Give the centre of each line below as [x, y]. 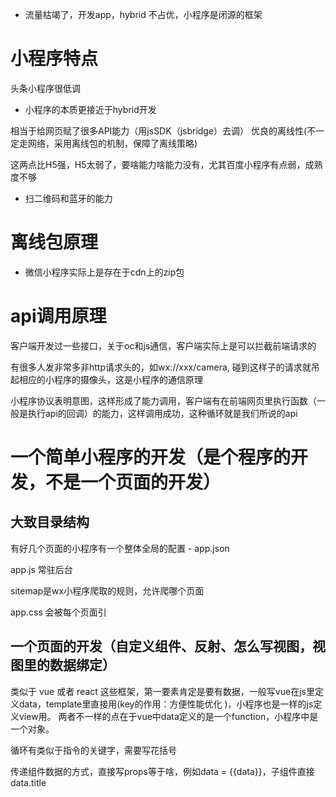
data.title [28, 782]
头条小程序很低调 [45, 88]
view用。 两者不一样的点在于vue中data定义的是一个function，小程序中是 [168, 716]
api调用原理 [58, 316]
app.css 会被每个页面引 [58, 612]
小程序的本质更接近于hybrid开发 [90, 109]
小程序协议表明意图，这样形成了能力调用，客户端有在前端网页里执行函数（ [163, 400]
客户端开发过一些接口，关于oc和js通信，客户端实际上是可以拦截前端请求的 [163, 345]
